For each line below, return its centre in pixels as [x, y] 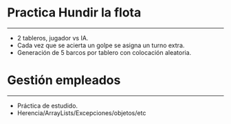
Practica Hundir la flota [74, 13]
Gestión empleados [64, 80]
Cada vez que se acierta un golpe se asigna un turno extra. [101, 45]
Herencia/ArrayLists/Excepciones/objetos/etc [81, 113]
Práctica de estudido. [47, 106]
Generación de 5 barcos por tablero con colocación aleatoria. [104, 52]
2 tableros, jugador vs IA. [53, 38]
